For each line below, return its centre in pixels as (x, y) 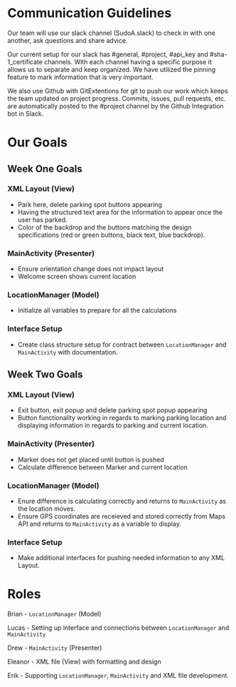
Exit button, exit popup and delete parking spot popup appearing (112, 410)
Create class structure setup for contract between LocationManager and (122, 345)
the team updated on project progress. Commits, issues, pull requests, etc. (117, 98)
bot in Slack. (26, 113)
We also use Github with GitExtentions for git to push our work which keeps (118, 91)
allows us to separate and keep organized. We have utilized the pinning (112, 69)
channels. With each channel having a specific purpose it (128, 61)
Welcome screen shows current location (77, 277)
